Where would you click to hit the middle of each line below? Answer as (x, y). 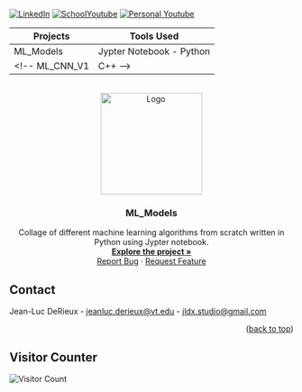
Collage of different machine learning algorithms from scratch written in (151, 232)
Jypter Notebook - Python (154, 51)
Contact (32, 290)
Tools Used (154, 36)
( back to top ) (270, 329)
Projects (51, 36)
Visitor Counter (53, 357)
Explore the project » (151, 251)
